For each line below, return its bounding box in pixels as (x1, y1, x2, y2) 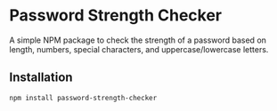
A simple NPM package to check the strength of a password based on (9, 35, 267, 45)
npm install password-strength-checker (9, 93, 158, 102)
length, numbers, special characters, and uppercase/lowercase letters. (9, 44, 269, 54)
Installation (9, 70, 73, 85)
